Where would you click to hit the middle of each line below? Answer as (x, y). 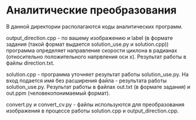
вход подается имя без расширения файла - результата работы (87, 81)
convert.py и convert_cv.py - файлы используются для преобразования (95, 104)
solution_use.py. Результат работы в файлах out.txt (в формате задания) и (98, 86)
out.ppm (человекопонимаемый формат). (58, 93)
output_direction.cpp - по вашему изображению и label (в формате (89, 38)
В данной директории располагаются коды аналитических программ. (94, 26)
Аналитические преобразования (91, 10)
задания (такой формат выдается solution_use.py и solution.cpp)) (87, 44)
